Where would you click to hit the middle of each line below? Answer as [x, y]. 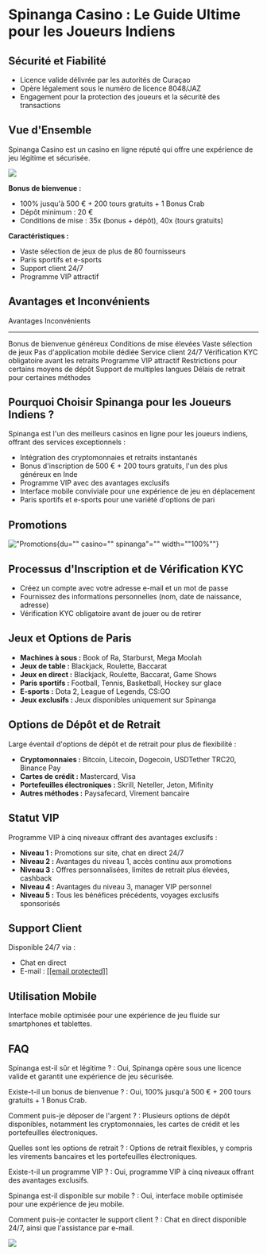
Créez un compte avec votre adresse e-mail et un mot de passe [124, 588]
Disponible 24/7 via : [42, 947]
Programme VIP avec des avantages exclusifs [95, 483]
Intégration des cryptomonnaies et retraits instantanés [108, 458]
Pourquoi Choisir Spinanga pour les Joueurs [120, 403]
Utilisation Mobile [52, 996]
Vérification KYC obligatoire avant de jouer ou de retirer [110, 614]
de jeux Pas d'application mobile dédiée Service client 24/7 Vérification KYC [133, 352]
